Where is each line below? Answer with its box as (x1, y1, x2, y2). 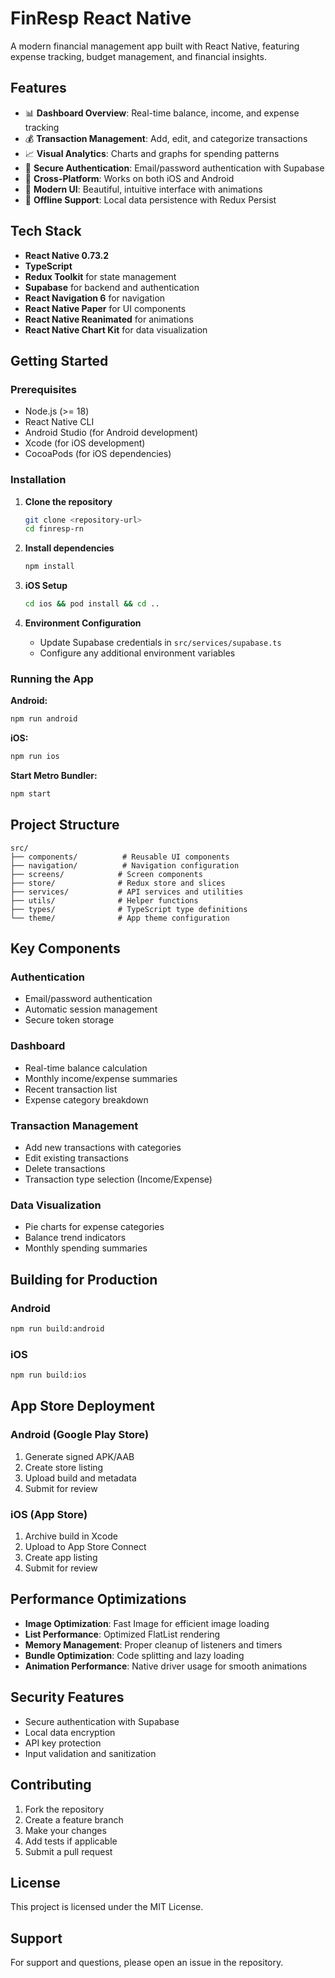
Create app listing (24, 1552, 98, 1564)
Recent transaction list (24, 1083, 118, 1095)
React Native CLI (24, 416, 95, 428)
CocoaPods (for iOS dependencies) (24, 448, 172, 460)
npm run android (10, 714, 78, 724)
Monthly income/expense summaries (24, 1072, 178, 1084)
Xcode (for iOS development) (24, 437, 146, 449)
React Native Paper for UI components (24, 302, 187, 314)
